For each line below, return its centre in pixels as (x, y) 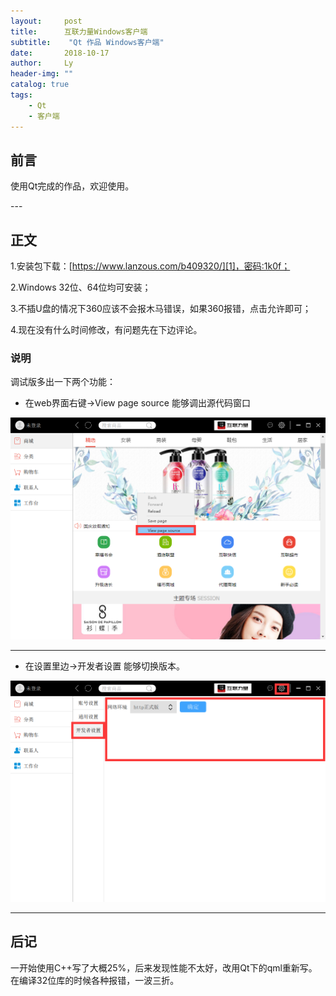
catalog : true (40, 85)
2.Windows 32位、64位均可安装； (81, 287)
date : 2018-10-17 (60, 53)
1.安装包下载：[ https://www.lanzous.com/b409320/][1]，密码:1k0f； (150, 266)
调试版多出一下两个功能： (63, 382)
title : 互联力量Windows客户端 (79, 31)
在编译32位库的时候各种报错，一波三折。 (95, 980)
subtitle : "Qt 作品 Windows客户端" (87, 42)
